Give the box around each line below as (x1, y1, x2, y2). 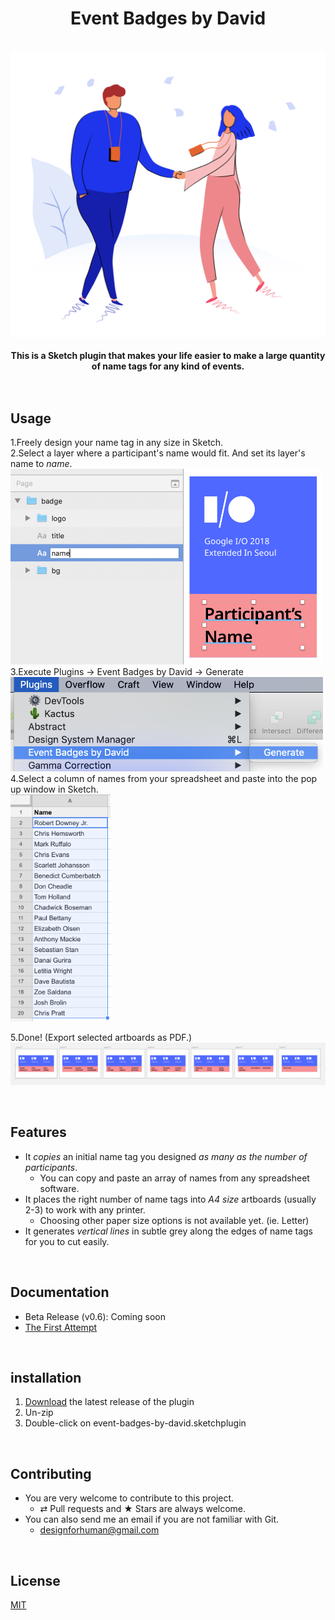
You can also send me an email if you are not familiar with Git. (24, 1513, 280, 1526)
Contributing (10, 1465, 92, 1482)
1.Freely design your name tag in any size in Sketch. (10, 437, 224, 449)
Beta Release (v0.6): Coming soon (24, 1310, 166, 1322)
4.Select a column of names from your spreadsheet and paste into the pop (10, 773, 318, 784)
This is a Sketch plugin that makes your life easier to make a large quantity (10, 349, 326, 361)
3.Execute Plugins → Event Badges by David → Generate (10, 665, 244, 677)
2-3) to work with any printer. (24, 1203, 146, 1216)
